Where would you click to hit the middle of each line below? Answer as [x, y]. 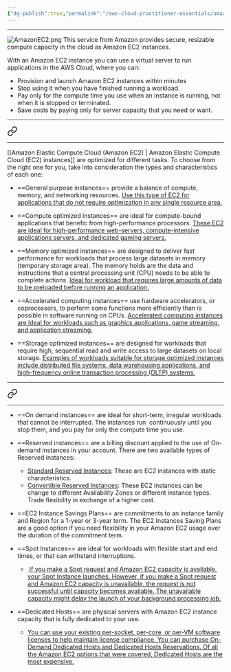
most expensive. [51, 661]
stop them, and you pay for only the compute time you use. [101, 429]
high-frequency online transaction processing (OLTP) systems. [106, 372]
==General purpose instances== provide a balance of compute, [107, 188]
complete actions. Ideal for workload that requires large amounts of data [119, 280]
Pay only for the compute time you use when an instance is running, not [119, 95]
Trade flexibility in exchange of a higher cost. [91, 500]
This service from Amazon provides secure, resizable [139, 39]
